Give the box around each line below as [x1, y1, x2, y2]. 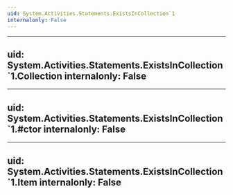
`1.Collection [7, 70, 62, 82]
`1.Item [7, 176, 38, 188]
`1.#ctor [7, 123, 42, 135]
